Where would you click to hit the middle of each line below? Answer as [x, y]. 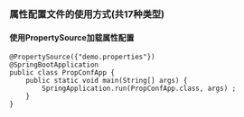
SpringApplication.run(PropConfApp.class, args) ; [139, 89]
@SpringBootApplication [54, 65]
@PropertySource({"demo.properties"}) [82, 57]
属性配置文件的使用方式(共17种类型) [87, 13]
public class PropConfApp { [62, 73]
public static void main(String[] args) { [107, 81]
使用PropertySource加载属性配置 [72, 37]
